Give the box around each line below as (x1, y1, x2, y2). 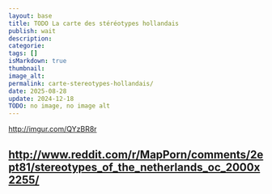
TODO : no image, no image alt (8, 102, 111, 110)
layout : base (8, 11, 53, 20)
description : (8, 34, 53, 43)
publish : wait (8, 27, 57, 35)
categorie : (8, 42, 45, 50)
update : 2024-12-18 (8, 95, 74, 103)
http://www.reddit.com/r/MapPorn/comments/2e (8, 147, 264, 162)
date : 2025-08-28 (8, 86, 67, 95)
